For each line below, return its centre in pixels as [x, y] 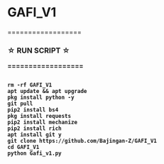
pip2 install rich [34, 129]
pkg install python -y [41, 98]
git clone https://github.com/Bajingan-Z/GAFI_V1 [82, 141]
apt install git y [34, 135]
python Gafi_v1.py [34, 153]
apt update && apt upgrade [47, 92]
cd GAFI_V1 [23, 147]
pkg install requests [39, 116]
